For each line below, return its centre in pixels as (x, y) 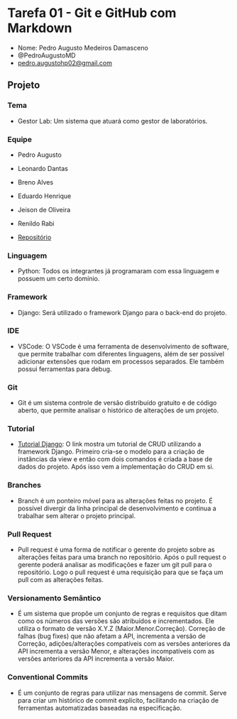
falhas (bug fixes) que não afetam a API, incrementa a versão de (111, 636)
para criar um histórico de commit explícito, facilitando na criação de (118, 700)
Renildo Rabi (36, 223)
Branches (24, 485)
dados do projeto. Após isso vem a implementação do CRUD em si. (116, 467)
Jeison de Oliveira (44, 209)
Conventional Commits (48, 677)
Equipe (20, 139)
